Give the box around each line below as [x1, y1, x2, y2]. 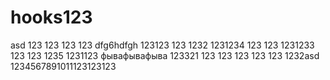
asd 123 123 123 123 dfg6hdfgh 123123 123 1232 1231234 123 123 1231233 [10, 39, 315, 51]
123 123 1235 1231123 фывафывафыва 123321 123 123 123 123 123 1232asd [10, 49, 320, 61]
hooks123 [10, 6, 93, 29]
